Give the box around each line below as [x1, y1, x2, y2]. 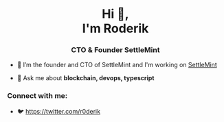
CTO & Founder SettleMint [71, 45, 160, 55]
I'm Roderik [82, 21, 149, 36]
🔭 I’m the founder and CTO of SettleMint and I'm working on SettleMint [16, 61, 218, 69]
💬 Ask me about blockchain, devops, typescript [16, 74, 155, 82]
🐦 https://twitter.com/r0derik [16, 107, 101, 115]
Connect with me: [7, 91, 68, 101]
